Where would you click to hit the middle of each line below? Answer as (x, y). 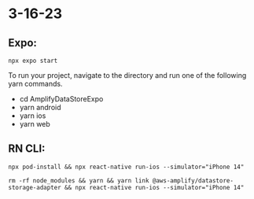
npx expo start (33, 61)
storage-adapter (35, 187)
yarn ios (33, 116)
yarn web (35, 124)
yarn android (40, 107)
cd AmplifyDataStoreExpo (61, 99)
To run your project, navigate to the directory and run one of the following (127, 75)
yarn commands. (35, 84)
